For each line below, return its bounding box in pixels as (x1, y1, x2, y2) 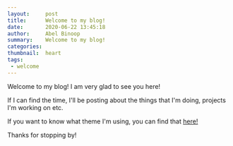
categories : (7, 43, 42, 50)
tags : (7, 56, 23, 63)
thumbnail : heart (7, 50, 61, 57)
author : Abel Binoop (7, 30, 80, 37)
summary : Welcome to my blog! (7, 37, 106, 44)
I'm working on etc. (7, 103, 64, 111)
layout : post (7, 10, 59, 18)
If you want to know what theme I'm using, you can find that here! (7, 117, 198, 126)
